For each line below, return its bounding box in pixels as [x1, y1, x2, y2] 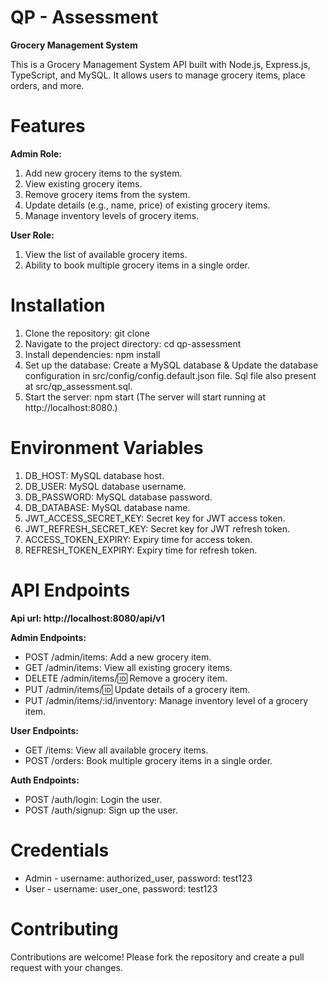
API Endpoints [10, 579, 131, 601]
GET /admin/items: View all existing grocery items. [24, 661, 233, 673]
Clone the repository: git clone [24, 327, 150, 339]
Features [10, 115, 86, 138]
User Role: [10, 229, 55, 241]
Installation [10, 294, 106, 317]
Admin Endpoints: [10, 631, 87, 643]
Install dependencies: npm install [24, 348, 161, 360]
